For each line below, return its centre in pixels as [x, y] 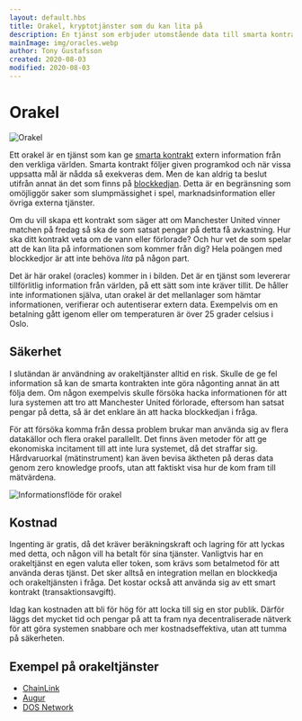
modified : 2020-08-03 [50, 68]
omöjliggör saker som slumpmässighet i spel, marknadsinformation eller [142, 193]
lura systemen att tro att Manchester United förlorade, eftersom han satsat [147, 402]
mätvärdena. [33, 477]
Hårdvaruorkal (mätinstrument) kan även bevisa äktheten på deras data [142, 458]
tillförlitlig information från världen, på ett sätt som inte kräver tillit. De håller [149, 285]
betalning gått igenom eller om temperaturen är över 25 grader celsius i [142, 314]
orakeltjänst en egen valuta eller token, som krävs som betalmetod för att [145, 563]
